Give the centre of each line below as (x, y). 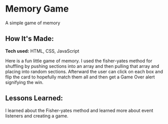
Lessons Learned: (34, 98)
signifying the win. (25, 82)
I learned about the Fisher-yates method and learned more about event (79, 110)
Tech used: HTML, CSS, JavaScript (42, 51)
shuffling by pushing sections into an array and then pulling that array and (82, 66)
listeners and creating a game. (37, 116)
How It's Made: (30, 39)
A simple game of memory (33, 23)
